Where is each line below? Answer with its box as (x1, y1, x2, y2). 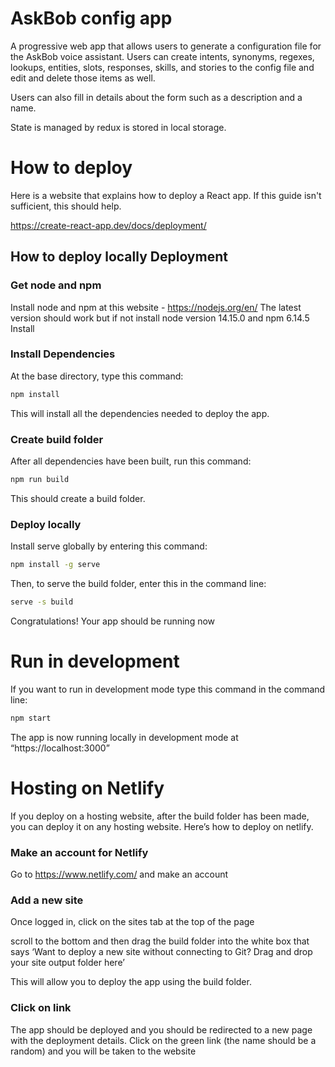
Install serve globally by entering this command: (10, 540, 208, 552)
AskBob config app (10, 7, 173, 30)
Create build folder (10, 432, 104, 446)
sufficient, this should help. (10, 200, 122, 212)
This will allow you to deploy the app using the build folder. (10, 976, 252, 988)
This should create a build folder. (10, 492, 146, 504)
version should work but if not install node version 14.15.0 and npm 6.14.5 (10, 312, 310, 324)
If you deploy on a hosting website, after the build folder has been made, (10, 810, 310, 822)
